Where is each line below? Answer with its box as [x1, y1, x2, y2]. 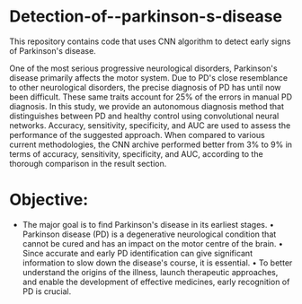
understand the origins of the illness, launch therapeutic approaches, [22, 266, 279, 277]
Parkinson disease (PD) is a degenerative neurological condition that [22, 229, 277, 239]
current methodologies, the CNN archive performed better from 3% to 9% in [9, 139, 293, 150]
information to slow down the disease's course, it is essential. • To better [22, 257, 293, 268]
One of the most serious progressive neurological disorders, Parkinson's [9, 63, 278, 74]
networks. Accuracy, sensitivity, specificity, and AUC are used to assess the [9, 119, 291, 131]
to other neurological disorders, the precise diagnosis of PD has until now [9, 82, 281, 92]
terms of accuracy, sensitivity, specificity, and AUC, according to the [9, 148, 263, 159]
